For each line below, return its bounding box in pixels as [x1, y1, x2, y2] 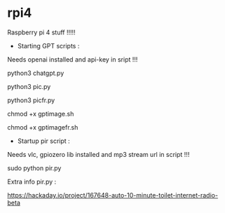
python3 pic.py [7, 82, 51, 90]
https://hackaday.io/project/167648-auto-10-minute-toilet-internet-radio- [7, 191, 219, 199]
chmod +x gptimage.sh [7, 109, 74, 118]
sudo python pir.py [7, 163, 62, 172]
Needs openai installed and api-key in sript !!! [7, 55, 138, 64]
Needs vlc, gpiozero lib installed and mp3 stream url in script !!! [7, 150, 190, 158]
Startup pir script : [17, 137, 70, 145]
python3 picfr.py [7, 96, 55, 104]
